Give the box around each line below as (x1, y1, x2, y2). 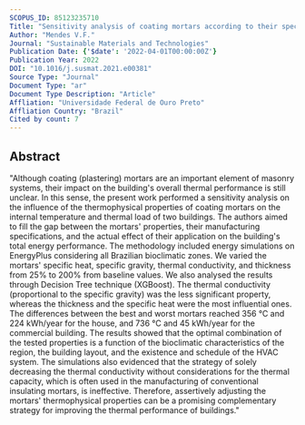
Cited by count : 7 (9, 115, 79, 124)
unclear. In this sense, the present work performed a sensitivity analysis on (9, 192, 290, 203)
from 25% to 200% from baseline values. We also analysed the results (9, 269, 273, 280)
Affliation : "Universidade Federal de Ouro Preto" (9, 97, 205, 107)
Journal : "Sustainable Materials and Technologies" (9, 38, 209, 48)
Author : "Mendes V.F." (9, 30, 95, 39)
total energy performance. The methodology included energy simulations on (9, 240, 295, 251)
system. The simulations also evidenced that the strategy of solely (9, 356, 257, 367)
